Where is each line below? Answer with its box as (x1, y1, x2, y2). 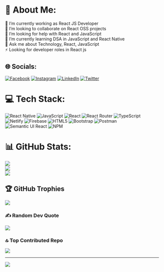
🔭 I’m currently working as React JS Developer (5, 20, 99, 26)
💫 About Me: (5, 4, 57, 16)
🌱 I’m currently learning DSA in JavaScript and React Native (5, 36, 125, 42)
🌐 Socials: (5, 63, 37, 71)
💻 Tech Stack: (5, 93, 65, 104)
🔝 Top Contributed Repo (5, 237, 63, 244)
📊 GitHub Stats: (5, 141, 72, 152)
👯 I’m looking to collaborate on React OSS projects (5, 25, 106, 31)
